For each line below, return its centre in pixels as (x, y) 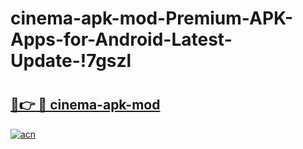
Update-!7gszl (71, 61)
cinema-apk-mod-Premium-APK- (152, 18)
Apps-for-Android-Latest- (121, 39)
